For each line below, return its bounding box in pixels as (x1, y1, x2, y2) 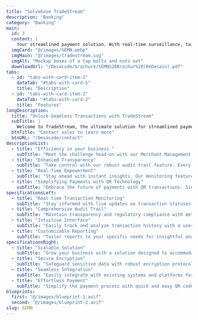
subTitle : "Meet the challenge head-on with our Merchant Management (16, 151, 192, 157)
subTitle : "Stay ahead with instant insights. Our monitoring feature (16, 174, 194, 179)
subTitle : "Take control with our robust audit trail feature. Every (16, 162, 192, 168)
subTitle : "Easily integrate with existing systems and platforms (16, 272, 183, 278)
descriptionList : (6, 140, 49, 146)
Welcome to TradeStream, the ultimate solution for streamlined (16, 124, 178, 130)
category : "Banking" (6, 19, 57, 25)
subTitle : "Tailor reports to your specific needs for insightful (16, 234, 183, 240)
